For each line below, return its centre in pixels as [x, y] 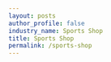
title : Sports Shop [41, 38]
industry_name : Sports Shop [56, 31]
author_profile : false [47, 23]
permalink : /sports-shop [50, 46]
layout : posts [32, 16]
